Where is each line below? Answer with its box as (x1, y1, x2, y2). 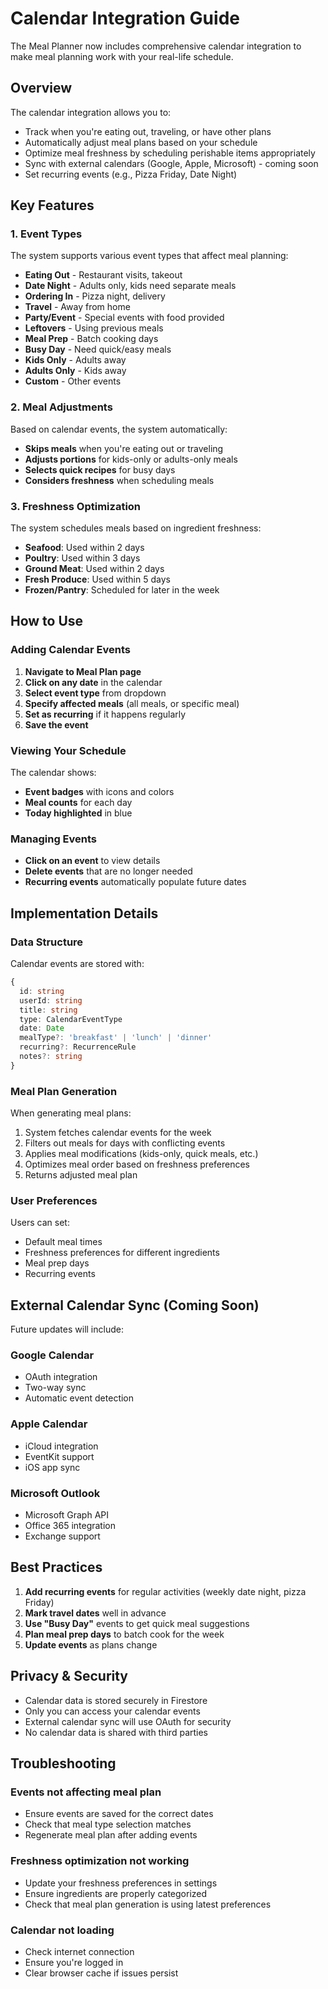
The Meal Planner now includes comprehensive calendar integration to (10, 40, 302, 52)
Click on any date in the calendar (24, 676, 163, 688)
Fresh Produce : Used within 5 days (24, 573, 171, 586)
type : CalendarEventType (19, 1014, 123, 1024)
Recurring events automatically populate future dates (24, 876, 247, 888)
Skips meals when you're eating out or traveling (24, 442, 224, 454)
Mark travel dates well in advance (24, 1607, 167, 1619)
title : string (19, 1005, 78, 1015)
